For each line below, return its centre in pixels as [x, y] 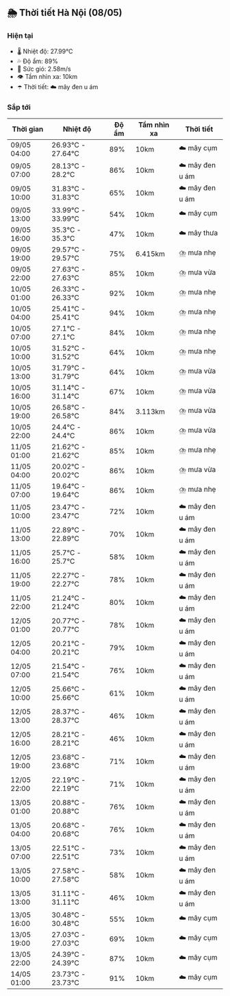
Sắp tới [19, 107]
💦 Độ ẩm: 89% [37, 61]
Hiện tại [20, 36]
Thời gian [28, 129]
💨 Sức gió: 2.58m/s [44, 69]
